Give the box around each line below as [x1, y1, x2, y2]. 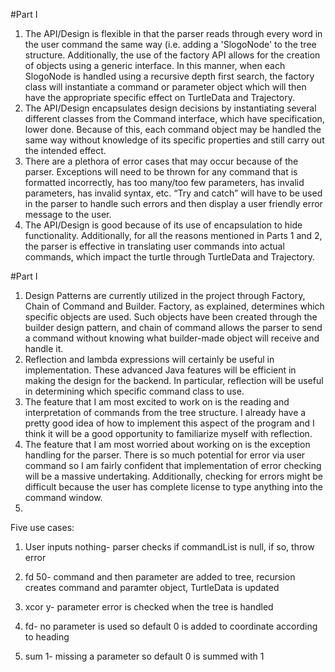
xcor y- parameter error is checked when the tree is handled [24, 601, 274, 613]
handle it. [24, 343, 64, 354]
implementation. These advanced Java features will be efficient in [24, 364, 297, 376]
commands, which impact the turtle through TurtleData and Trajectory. [24, 251, 316, 263]
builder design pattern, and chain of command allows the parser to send [24, 322, 323, 333]
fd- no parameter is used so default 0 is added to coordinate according [24, 620, 318, 632]
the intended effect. [24, 145, 107, 156]
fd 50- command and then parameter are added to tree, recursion [24, 571, 296, 583]
